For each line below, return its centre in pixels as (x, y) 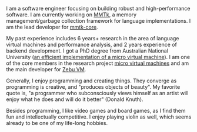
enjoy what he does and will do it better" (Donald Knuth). (75, 99)
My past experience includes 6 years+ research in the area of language (93, 38)
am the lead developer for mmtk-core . (52, 27)
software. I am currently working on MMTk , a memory (71, 15)
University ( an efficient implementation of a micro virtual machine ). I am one (98, 57)
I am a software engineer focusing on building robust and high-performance (98, 8)
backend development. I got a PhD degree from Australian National (87, 51)
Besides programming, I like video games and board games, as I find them (96, 111)
